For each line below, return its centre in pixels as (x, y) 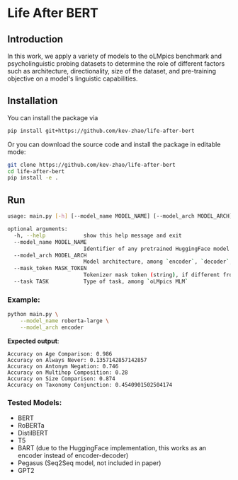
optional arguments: (38, 229)
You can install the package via (53, 117)
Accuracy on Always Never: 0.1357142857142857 (77, 360)
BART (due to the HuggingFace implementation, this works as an (112, 448)
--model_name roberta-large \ (65, 321)
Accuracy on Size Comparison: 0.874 (61, 379)
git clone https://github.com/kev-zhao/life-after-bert (91, 165)
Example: (24, 300)
